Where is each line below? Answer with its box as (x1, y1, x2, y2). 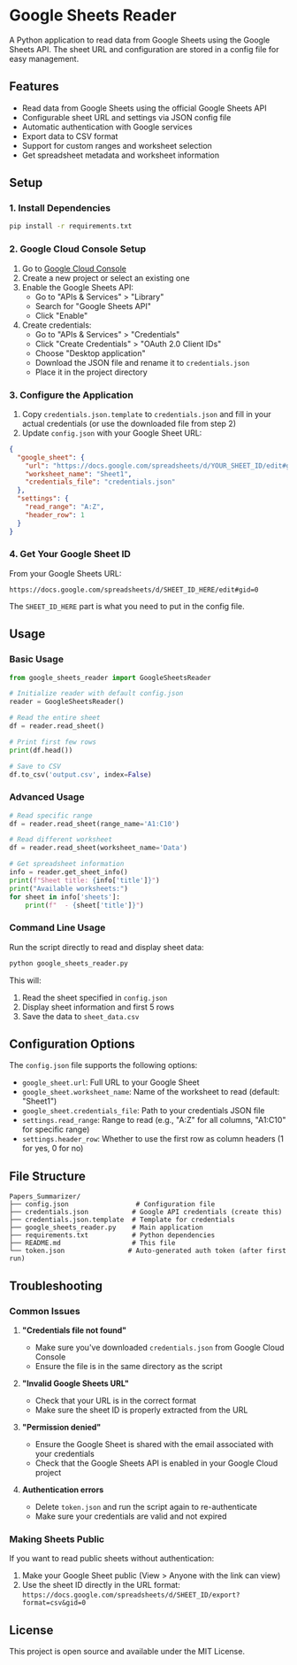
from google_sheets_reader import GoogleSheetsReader (9, 673, 212, 682)
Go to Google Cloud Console (21, 263, 126, 274)
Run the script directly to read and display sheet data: (9, 941, 205, 952)
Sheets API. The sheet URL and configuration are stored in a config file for (9, 43, 279, 54)
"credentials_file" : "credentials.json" (25, 477, 176, 487)
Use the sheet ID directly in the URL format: (21, 1580, 181, 1591)
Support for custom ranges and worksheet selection (21, 140, 212, 151)
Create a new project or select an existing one (21, 272, 190, 283)
